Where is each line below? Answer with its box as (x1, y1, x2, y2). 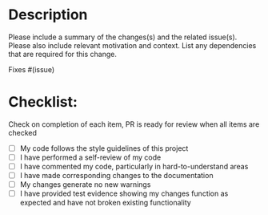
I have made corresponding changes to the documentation (19, 171, 214, 181)
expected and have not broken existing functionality (19, 198, 192, 208)
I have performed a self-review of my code (19, 152, 162, 162)
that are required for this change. (8, 49, 118, 59)
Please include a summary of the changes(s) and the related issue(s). (8, 32, 238, 42)
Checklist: (8, 93, 78, 112)
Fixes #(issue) (8, 64, 55, 74)
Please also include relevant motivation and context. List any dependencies (8, 40, 257, 50)
